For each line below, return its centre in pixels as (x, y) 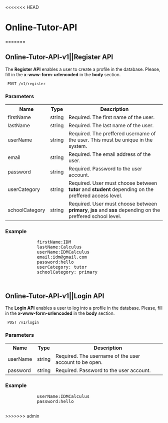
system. (78, 146)
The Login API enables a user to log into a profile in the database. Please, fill (84, 308)
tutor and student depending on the (111, 189)
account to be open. (79, 362)
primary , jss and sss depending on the (114, 210)
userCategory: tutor (62, 267)
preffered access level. (95, 196)
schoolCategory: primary (67, 272)
